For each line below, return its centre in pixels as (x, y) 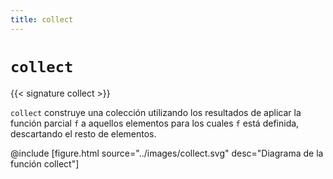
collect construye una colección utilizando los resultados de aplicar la (156, 112)
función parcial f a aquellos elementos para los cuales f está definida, (155, 123)
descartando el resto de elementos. (83, 133)
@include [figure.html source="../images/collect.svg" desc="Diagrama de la (167, 153)
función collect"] (45, 163)
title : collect (42, 19)
